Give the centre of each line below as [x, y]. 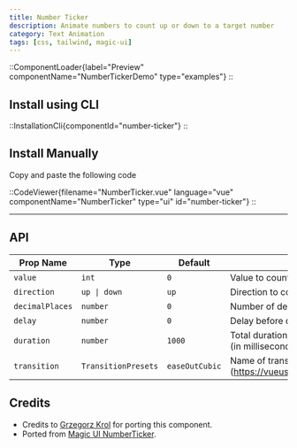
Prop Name [43, 262]
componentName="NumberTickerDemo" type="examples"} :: [122, 77]
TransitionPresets [120, 366]
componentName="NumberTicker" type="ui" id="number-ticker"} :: [133, 201]
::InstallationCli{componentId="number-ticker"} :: [99, 126]
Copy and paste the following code [73, 174]
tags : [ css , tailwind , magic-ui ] [71, 42]
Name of [247, 360]
